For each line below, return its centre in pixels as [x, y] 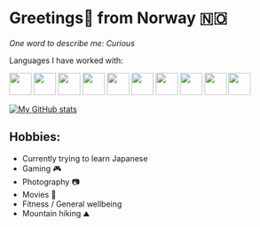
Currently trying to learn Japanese [85, 158]
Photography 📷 [51, 182]
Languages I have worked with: [67, 60]
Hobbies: [35, 137]
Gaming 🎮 [42, 168]
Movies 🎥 [39, 194]
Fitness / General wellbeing [72, 204]
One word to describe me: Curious [72, 43]
